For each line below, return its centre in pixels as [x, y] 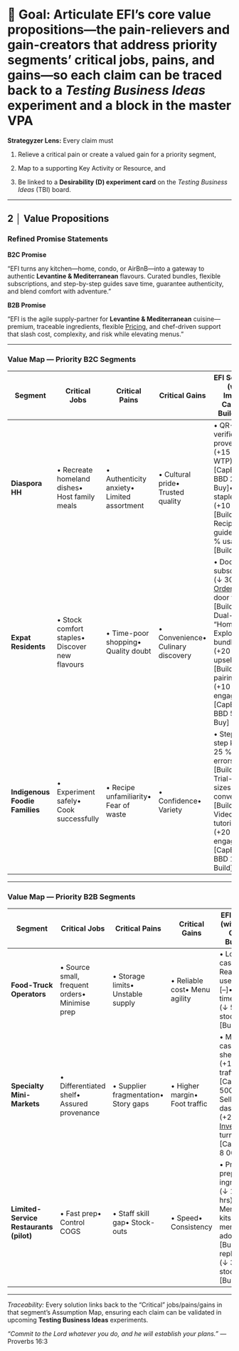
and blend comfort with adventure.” [59, 291]
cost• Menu [190, 990]
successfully [78, 819]
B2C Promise [27, 254]
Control [73, 1223]
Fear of [118, 805]
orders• [73, 994]
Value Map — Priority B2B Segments [71, 896]
